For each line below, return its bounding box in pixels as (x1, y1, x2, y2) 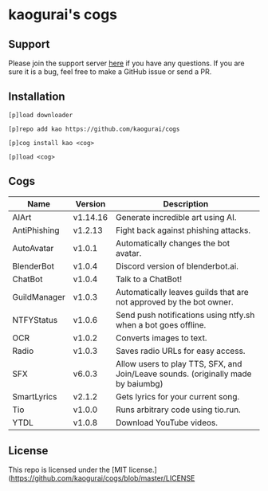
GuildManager (12, 291, 65, 302)
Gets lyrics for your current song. (115, 391, 240, 402)
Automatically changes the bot (115, 238, 230, 249)
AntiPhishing (12, 225, 60, 236)
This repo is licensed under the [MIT (8, 465, 128, 475)
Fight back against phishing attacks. (115, 225, 251, 236)
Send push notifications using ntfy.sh (115, 309, 255, 320)
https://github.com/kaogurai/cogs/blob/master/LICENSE (10, 473, 195, 483)
